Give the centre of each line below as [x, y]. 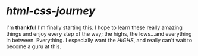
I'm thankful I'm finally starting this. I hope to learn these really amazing [94, 27]
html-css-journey [51, 11]
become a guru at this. [34, 46]
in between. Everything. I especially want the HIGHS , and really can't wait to [99, 40]
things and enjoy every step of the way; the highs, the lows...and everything [99, 33]
